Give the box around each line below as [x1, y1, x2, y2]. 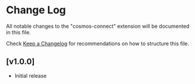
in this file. [6, 28, 31, 35]
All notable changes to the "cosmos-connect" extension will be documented [6, 23, 190, 30]
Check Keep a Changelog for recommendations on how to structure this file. [6, 40, 190, 47]
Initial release [14, 72, 47, 79]
